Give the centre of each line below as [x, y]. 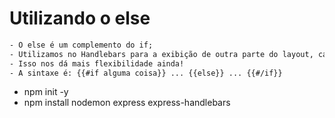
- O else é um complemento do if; [81, 45]
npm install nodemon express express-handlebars [127, 103]
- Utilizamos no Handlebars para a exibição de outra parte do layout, [161, 54]
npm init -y [46, 92]
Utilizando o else [80, 18]
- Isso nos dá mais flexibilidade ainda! [97, 63]
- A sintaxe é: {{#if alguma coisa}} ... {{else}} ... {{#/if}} [146, 73]
